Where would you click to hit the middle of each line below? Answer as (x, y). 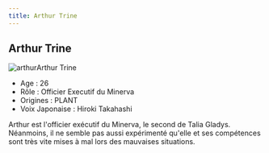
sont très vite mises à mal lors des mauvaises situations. (102, 142)
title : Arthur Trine (43, 16)
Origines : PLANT (49, 101)
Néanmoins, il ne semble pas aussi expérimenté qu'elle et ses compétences (134, 133)
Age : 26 (34, 83)
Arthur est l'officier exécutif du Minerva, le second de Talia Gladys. (120, 125)
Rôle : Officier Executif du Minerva (77, 92)
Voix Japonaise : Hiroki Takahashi (76, 109)
